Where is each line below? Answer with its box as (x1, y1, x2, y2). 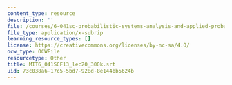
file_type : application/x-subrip (7, 29, 104, 36)
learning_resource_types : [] (7, 36, 91, 42)
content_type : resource (7, 10, 76, 17)
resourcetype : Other (7, 55, 67, 62)
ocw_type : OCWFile (7, 49, 60, 56)
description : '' (7, 16, 54, 23)
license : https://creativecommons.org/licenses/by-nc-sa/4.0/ (7, 42, 190, 49)
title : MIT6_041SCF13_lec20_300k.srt (7, 61, 116, 68)
